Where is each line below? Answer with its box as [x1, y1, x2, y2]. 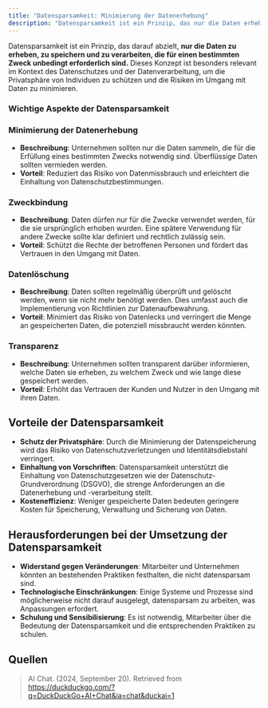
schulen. [19, 630, 49, 639]
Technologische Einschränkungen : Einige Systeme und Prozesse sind [19, 587, 254, 597]
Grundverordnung [19, 480, 79, 489]
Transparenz [8, 341, 59, 352]
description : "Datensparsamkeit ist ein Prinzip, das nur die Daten [8, 19, 241, 27]
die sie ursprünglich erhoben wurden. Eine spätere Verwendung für [19, 223, 242, 233]
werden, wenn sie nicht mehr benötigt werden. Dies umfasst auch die [19, 295, 249, 305]
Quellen [8, 652, 48, 666]
